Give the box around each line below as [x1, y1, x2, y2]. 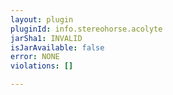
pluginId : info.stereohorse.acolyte [10, 24, 163, 34]
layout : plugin [10, 14, 74, 25]
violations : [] [10, 61, 74, 71]
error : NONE [10, 52, 60, 62]
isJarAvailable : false [10, 42, 105, 53]
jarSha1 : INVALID [10, 33, 83, 43]
